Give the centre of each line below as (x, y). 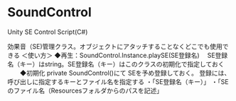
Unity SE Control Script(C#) (48, 32)
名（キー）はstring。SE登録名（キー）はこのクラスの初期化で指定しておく (116, 64)
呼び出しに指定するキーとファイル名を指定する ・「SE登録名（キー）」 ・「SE (118, 81)
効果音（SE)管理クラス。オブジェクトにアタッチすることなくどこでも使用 (115, 46)
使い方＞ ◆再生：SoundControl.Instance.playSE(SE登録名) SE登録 (128, 55)
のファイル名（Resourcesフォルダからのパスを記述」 (85, 90)
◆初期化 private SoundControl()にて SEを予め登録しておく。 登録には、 (125, 73)
